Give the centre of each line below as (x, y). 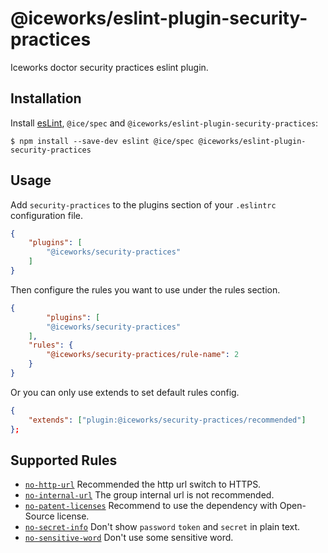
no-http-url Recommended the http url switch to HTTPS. (143, 484)
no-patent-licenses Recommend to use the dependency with (151, 506)
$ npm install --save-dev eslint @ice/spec (102, 141)
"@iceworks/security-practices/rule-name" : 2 (143, 355)
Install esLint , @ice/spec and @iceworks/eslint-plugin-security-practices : (164, 123)
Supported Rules (64, 460)
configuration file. (46, 215)
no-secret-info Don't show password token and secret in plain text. (162, 527)
